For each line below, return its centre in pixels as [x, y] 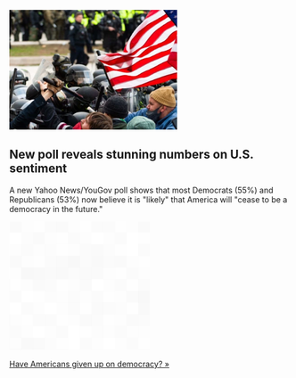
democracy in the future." [56, 209]
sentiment [38, 169]
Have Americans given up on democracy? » [89, 364]
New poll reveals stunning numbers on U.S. [132, 155]
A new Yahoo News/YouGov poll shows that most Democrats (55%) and [141, 190]
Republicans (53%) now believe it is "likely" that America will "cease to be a [148, 199]
